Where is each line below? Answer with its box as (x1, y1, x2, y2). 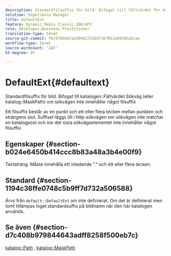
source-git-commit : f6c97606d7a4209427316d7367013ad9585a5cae (5, 36, 140, 41)
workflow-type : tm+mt (5, 41, 51, 46)
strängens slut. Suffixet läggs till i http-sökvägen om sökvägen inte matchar (5, 114, 164, 120)
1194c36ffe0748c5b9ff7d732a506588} (5, 184, 133, 193)
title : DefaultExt (5, 17, 44, 22)
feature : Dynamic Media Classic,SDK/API (5, 21, 93, 27)
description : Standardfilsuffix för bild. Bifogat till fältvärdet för (5, 7, 160, 13)
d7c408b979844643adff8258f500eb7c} (5, 231, 138, 240)
